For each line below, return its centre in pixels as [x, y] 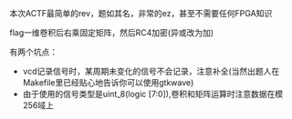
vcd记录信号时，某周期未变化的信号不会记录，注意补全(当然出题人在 [151, 71]
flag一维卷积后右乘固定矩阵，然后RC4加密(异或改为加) [112, 33]
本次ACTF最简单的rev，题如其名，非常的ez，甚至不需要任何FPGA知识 [141, 13]
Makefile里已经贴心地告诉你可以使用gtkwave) [108, 83]
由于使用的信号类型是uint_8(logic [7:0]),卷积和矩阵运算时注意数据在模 [153, 94]
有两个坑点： [33, 52]
